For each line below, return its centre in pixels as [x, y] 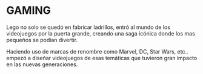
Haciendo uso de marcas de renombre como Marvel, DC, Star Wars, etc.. [98, 51]
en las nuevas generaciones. [42, 64]
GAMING [29, 11]
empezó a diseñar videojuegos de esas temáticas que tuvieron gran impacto [102, 58]
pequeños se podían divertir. [42, 40]
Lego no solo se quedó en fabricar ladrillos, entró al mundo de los [88, 27]
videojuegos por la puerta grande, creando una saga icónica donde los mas [101, 33]
